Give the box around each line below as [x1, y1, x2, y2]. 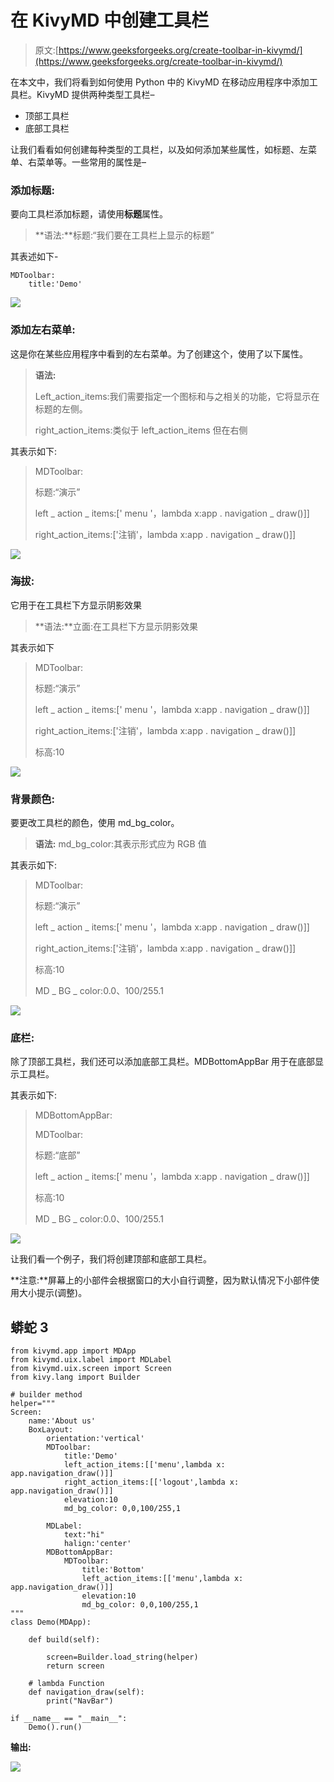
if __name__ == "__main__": [10, 1714, 128, 1724]
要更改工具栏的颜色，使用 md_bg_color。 [10, 817, 180, 829]
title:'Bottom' [81, 1565, 145, 1575]
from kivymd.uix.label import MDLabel [10, 1355, 172, 1365]
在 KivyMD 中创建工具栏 [10, 9, 210, 32]
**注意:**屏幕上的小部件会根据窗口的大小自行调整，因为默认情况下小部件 [10, 1274, 312, 1286]
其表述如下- [10, 251, 59, 263]
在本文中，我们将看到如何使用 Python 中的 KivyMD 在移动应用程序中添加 [10, 76, 310, 88]
